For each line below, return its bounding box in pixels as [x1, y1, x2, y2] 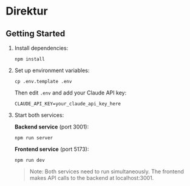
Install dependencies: [14, 44, 69, 51]
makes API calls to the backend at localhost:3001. [29, 174, 154, 181]
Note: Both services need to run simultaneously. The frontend [29, 168, 185, 175]
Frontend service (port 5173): [14, 145, 89, 153]
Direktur [5, 4, 48, 18]
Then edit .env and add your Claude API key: [14, 89, 127, 96]
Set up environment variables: [14, 67, 90, 74]
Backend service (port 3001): [14, 123, 89, 130]
